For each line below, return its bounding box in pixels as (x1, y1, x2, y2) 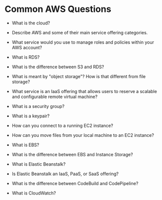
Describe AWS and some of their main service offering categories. (11, 29, 148, 35)
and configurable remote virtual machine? (11, 94, 98, 100)
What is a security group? (11, 103, 65, 109)
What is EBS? (11, 142, 39, 148)
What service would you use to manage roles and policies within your (11, 39, 155, 45)
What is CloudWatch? (11, 190, 56, 196)
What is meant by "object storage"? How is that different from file (11, 73, 146, 79)
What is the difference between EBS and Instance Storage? (11, 151, 133, 157)
